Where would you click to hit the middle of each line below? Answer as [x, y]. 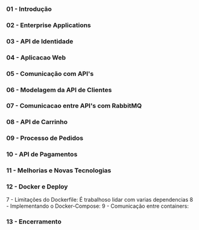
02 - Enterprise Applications [49, 25]
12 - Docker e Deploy [37, 187]
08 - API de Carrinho [37, 122]
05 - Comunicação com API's [50, 73]
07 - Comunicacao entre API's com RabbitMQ [74, 106]
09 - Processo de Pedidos [45, 138]
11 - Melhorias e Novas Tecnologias [59, 170]
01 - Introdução [29, 9]
